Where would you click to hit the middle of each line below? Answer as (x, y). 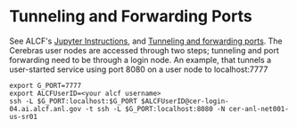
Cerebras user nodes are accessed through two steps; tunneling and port (144, 50)
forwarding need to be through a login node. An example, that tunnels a (140, 60)
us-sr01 (24, 116)
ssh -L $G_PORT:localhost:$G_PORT (74, 101)
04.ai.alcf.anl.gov (45, 108)
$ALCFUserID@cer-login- (185, 101)
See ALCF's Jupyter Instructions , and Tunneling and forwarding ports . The (146, 41)
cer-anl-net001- (259, 108)
